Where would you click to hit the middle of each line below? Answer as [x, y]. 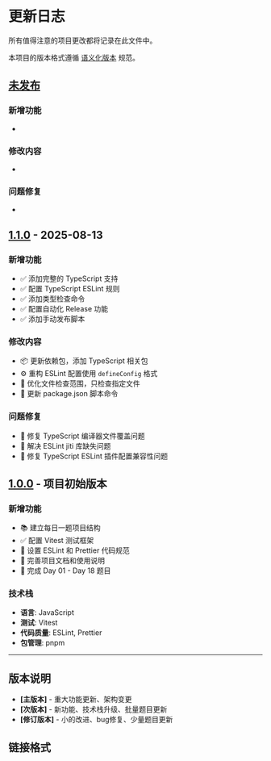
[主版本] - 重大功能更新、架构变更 [76, 700]
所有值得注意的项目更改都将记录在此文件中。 [83, 40]
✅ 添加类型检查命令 [52, 299]
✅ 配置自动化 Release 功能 [64, 308]
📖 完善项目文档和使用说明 [62, 561]
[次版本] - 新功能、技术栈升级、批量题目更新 [94, 709]
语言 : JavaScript [47, 613]
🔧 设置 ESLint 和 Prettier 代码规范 [75, 550]
